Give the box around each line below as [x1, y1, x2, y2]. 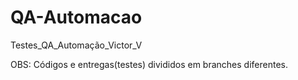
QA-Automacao [10, 6, 143, 29]
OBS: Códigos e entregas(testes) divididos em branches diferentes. [10, 58, 288, 70]
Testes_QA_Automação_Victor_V [10, 39, 143, 51]
